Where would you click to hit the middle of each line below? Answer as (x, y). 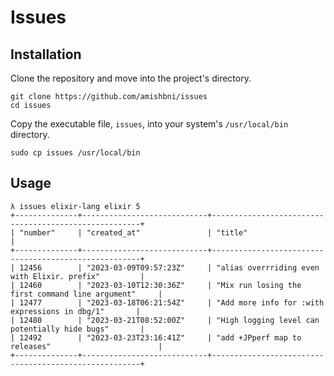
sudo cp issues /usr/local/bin (75, 153)
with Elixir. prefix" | (77, 276)
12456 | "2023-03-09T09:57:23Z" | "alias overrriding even (169, 267)
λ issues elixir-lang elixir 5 (75, 206)
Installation (46, 54)
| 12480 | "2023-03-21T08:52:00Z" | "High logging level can (165, 320)
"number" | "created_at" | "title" (133, 232)
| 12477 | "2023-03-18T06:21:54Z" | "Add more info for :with (167, 302)
